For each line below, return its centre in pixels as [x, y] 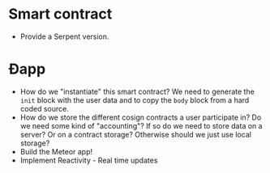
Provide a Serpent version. [64, 36]
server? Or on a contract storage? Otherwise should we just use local [135, 134]
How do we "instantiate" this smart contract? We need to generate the [137, 91]
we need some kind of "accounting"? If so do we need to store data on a [141, 125]
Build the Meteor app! [56, 151]
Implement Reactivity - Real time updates [89, 160]
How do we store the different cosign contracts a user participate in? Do [141, 117]
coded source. [44, 108]
